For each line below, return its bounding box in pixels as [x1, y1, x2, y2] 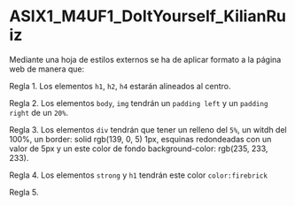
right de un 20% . [9, 107, 69, 118]
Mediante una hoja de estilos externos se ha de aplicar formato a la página [9, 54, 282, 65]
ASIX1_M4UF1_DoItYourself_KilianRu [9, 6, 286, 27]
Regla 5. [9, 187, 39, 197]
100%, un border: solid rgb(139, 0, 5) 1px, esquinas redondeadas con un [9, 134, 272, 144]
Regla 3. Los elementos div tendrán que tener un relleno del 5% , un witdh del [9, 124, 287, 134]
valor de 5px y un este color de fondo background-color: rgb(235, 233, [9, 143, 268, 154]
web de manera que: [9, 64, 85, 74]
